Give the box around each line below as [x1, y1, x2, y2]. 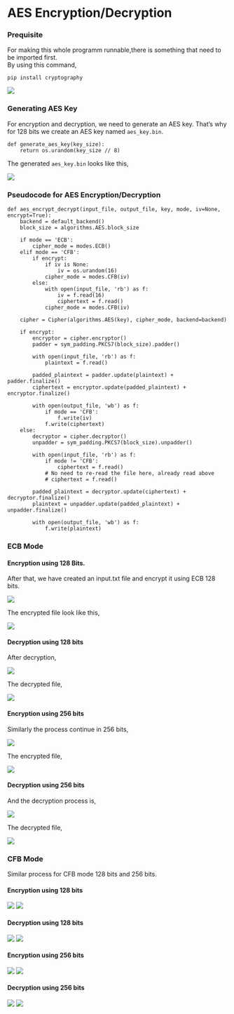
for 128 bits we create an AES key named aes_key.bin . [7, 127, 163, 135]
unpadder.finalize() [7, 507, 68, 514]
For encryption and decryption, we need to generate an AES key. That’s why [7, 119, 227, 128]
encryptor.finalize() [7, 390, 71, 397]
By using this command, [7, 61, 77, 69]
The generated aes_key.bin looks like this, [7, 159, 129, 168]
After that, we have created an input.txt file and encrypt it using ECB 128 [7, 574, 216, 583]
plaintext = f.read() [44, 359, 109, 366]
